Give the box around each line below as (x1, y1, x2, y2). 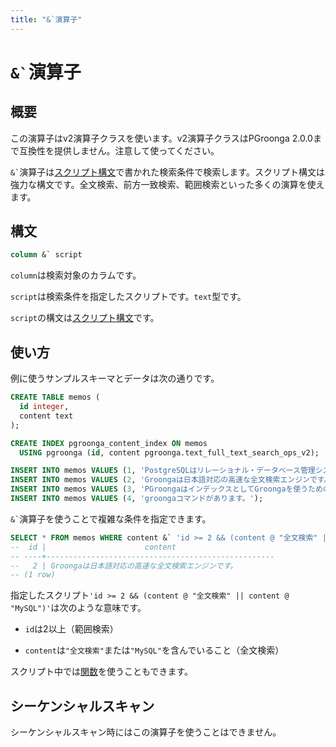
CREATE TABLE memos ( (10, 392, 101, 403)
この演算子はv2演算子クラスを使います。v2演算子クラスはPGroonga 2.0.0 (10, 132, 313, 144)
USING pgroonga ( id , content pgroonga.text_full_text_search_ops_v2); (19, 447, 320, 458)
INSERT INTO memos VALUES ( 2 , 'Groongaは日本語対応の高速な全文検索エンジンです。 (10, 475, 332, 485)
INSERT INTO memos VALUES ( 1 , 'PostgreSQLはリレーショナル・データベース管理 (10, 466, 316, 476)
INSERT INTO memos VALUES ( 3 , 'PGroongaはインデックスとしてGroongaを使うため (10, 484, 323, 495)
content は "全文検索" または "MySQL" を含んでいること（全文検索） (24, 644, 285, 656)
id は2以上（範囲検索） (24, 623, 119, 635)
